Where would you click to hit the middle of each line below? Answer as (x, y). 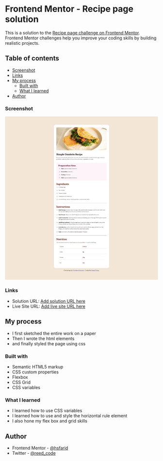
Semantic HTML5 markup (38, 367)
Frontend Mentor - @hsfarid (40, 448)
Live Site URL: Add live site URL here (49, 306)
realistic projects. (22, 43)
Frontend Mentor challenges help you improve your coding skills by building (81, 38)
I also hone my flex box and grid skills (49, 421)
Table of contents (32, 59)
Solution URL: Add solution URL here (49, 301)
